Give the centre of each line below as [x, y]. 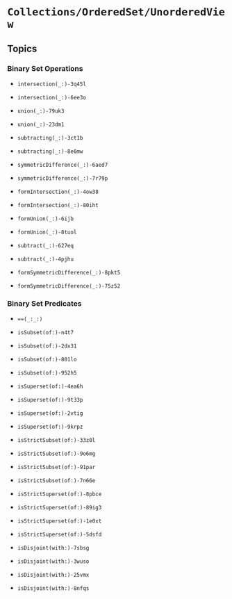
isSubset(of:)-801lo [47, 360]
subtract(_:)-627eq [45, 245]
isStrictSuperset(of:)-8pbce [59, 494]
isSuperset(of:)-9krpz [50, 427]
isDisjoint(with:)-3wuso [53, 561]
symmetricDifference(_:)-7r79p [63, 178]
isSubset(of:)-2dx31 [47, 346]
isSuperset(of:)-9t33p [50, 400]
